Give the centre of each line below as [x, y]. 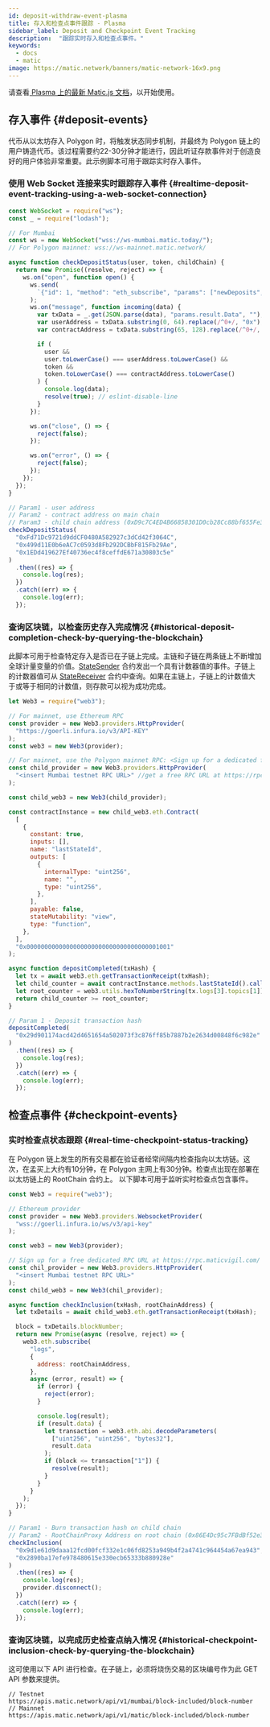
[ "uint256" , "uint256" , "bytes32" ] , [112, 1438]
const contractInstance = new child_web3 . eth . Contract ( [104, 812]
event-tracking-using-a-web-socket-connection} [108, 194]
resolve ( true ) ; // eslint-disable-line [111, 397]
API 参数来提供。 [36, 1679]
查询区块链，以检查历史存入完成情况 [78, 627]
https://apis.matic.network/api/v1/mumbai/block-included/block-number [131, 1701]
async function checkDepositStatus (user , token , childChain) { [117, 262]
